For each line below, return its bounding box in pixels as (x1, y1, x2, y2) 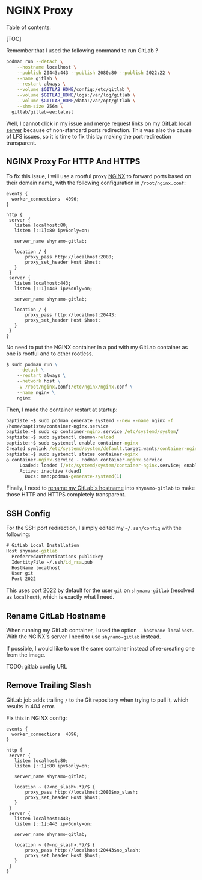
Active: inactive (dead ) (19, 468, 82, 474)
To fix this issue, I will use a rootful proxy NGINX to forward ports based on (6, 172, 191, 179)
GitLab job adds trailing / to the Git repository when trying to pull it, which (6, 696, 189, 704)
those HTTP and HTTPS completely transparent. (6, 491, 126, 498)
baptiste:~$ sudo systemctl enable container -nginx (6, 440, 138, 446)
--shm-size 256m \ (17, 103, 63, 109)
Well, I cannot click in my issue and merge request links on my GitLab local (6, 120, 191, 127)
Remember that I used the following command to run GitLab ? (6, 46, 158, 54)
